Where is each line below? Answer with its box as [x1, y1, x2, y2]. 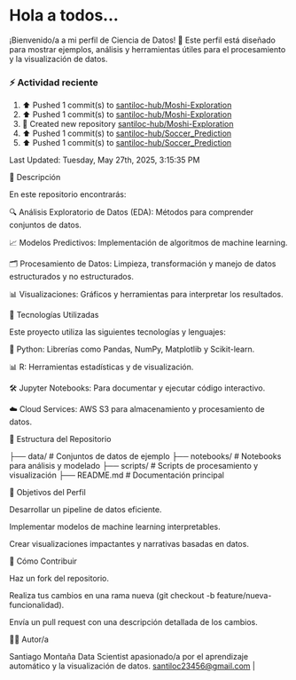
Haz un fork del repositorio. [9, 573, 109, 584]
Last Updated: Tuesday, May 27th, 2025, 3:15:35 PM [9, 154, 200, 165]
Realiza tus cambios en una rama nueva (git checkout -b [9, 590, 215, 601]
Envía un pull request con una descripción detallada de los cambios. [9, 617, 259, 628]
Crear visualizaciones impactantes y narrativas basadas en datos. [9, 539, 250, 550]
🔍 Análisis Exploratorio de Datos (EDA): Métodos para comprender [9, 207, 254, 217]
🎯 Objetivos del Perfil [9, 487, 86, 498]
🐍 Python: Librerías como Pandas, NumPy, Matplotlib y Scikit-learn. [9, 344, 255, 355]
